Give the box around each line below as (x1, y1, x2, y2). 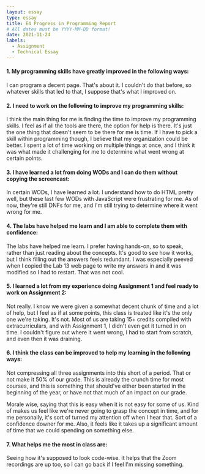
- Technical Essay (12, 49, 59, 55)
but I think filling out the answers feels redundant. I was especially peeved (6, 255, 193, 263)
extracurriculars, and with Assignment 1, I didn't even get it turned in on (6, 322, 187, 329)
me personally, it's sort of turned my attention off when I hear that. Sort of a (6, 413, 197, 421)
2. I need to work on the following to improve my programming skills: (6, 102, 184, 109)
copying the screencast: (6, 175, 70, 182)
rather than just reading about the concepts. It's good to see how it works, (6, 249, 193, 256)
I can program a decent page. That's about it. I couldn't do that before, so (6, 81, 192, 89)
